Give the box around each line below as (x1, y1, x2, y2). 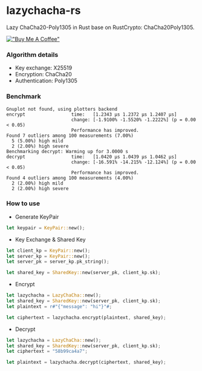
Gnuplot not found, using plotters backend (6, 106, 118, 112)
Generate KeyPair (15, 213, 59, 220)
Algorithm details (6, 50, 59, 59)
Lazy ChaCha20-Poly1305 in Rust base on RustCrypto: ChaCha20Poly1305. (6, 24, 195, 31)
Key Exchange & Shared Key (15, 235, 86, 243)
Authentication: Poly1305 (15, 77, 77, 85)
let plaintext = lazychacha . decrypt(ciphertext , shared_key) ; (6, 360, 166, 366)
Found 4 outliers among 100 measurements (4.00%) (6, 175, 134, 181)
